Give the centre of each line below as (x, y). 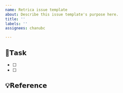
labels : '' (16, 24)
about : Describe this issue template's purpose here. (62, 14)
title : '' (15, 19)
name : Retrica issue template (36, 10)
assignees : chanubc (25, 28)
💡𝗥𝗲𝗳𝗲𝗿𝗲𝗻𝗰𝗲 (26, 86)
